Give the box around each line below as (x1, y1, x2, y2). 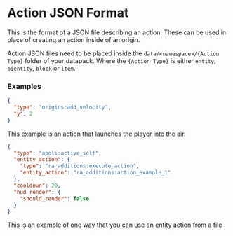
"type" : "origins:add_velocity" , (13, 104, 112, 111)
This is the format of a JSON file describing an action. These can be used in (7, 28, 227, 36)
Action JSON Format (7, 5, 129, 21)
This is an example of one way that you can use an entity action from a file (7, 221, 222, 229)
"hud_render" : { (13, 188, 61, 195)
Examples (7, 81, 42, 91)
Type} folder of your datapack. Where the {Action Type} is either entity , (7, 56, 216, 64)
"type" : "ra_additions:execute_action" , (20, 162, 140, 169)
